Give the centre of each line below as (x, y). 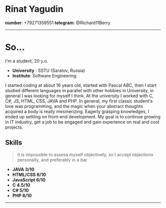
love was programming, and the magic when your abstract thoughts (74, 106)
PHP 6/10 (22, 195)
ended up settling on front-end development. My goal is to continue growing (83, 116)
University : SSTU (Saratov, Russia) (49, 70)
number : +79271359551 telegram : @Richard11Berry (58, 23)
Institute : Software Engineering (44, 75)
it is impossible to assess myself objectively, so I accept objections (85, 154)
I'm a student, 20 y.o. (27, 61)
